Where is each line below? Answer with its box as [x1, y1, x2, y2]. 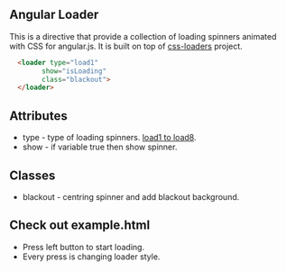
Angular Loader [9, 7, 99, 23]
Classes [9, 167, 56, 183]
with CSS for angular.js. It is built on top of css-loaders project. [9, 41, 244, 51]
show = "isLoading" [42, 67, 106, 76]
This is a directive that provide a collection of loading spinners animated [9, 31, 277, 41]
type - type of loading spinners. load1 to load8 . [22, 132, 197, 143]
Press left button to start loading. [22, 241, 145, 252]
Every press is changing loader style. [22, 251, 161, 262]
